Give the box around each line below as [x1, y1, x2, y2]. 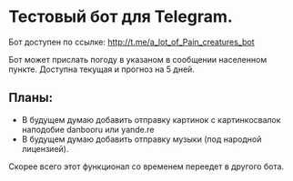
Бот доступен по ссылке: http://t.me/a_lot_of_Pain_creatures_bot [8, 36, 256, 47]
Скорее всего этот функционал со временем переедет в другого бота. [8, 161, 284, 172]
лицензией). [21, 143, 69, 154]
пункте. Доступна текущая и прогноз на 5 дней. [8, 64, 195, 75]
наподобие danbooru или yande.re [21, 124, 155, 135]
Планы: [8, 90, 54, 106]
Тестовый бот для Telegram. [8, 6, 233, 27]
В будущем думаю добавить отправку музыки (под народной [21, 134, 262, 145]
